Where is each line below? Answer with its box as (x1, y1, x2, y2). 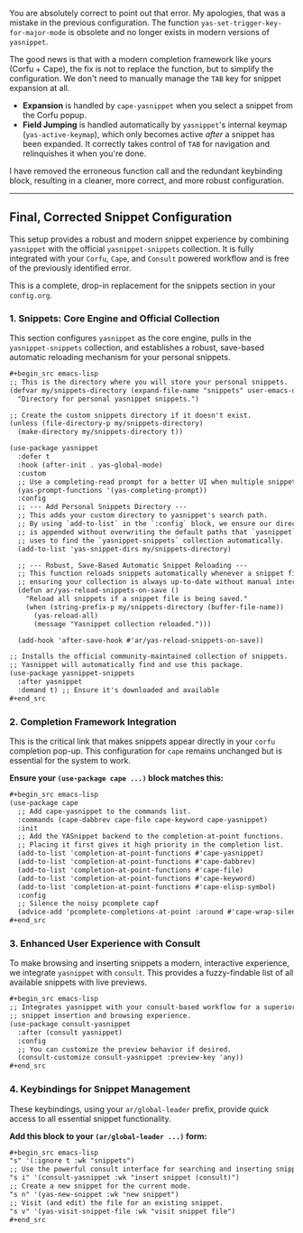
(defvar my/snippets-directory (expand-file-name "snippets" (9, 385, 244, 395)
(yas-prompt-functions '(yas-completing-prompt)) (17, 486, 207, 495)
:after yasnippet (17, 677, 83, 687)
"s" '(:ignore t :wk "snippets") (9, 1156, 135, 1165)
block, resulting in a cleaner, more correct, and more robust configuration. (9, 175, 284, 186)
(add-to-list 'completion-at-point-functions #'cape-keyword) (17, 874, 256, 883)
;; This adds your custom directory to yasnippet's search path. (17, 511, 269, 520)
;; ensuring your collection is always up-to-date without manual (17, 578, 272, 587)
